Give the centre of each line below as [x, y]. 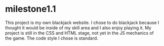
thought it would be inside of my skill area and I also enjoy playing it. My [78, 27]
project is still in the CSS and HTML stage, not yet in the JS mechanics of [80, 33]
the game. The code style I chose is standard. [52, 38]
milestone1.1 [31, 9]
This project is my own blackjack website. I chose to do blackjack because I [82, 23]
